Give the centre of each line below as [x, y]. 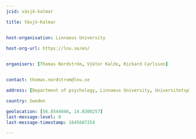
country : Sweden [26, 101]
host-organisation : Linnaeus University [56, 38]
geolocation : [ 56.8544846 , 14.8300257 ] [55, 112]
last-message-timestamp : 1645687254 [50, 122]
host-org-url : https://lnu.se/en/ [48, 48]
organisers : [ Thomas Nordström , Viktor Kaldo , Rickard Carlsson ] [87, 64]
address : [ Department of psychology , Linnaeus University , [79, 91]
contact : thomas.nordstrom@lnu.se [48, 80]
